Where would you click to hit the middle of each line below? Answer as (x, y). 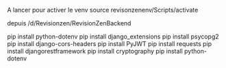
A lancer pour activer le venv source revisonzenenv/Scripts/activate (103, 10)
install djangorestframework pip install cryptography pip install (95, 51)
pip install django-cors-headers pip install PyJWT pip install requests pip (110, 44)
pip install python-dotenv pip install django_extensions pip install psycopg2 (113, 36)
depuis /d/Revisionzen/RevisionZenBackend (69, 23)
